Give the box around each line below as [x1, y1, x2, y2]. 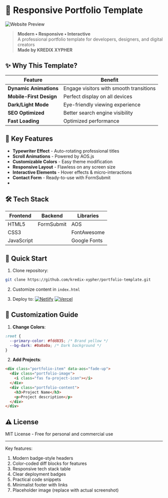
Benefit [100, 76, 118, 83]
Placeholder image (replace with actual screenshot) [12, 487, 119, 493]
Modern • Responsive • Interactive [17, 31, 91, 37]
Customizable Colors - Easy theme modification [12, 158, 113, 165]
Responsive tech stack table [12, 466, 71, 472]
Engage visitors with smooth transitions [63, 85, 156, 92]
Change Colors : [12, 324, 46, 330]
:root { [5, 333, 21, 338]
